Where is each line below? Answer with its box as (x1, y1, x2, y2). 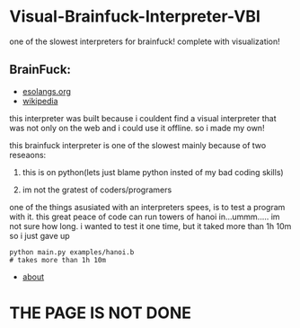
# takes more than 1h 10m (9, 255, 106, 264)
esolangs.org (22, 85, 72, 96)
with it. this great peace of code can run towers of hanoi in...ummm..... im (9, 211, 280, 222)
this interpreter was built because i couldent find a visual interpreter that (9, 112, 277, 123)
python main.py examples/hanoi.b (9, 247, 135, 257)
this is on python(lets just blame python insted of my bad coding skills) (22, 166, 285, 177)
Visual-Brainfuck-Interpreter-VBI (9, 6, 260, 27)
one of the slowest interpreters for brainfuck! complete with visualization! (9, 36, 280, 47)
